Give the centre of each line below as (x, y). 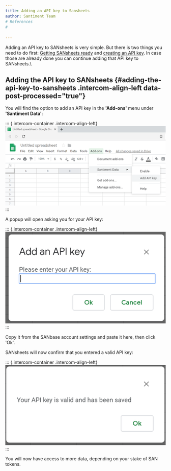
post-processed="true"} (46, 96)
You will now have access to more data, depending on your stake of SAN (81, 459)
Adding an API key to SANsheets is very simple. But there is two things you (84, 48)
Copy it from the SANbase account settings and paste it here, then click (80, 337)
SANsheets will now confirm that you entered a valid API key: (69, 352)
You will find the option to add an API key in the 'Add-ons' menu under (79, 108)
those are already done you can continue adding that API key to (72, 58)
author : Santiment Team (31, 16)
